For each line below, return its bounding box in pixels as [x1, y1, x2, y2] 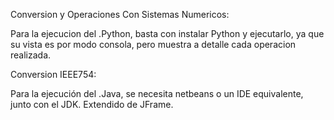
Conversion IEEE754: [10, 69, 97, 80]
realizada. [10, 49, 52, 61]
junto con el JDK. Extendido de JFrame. [10, 99, 174, 110]
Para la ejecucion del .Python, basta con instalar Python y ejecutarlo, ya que [10, 28, 325, 39]
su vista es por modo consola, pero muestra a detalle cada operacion [10, 39, 297, 50]
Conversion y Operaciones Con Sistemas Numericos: [10, 9, 230, 20]
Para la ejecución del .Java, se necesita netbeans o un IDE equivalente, [10, 88, 304, 99]
